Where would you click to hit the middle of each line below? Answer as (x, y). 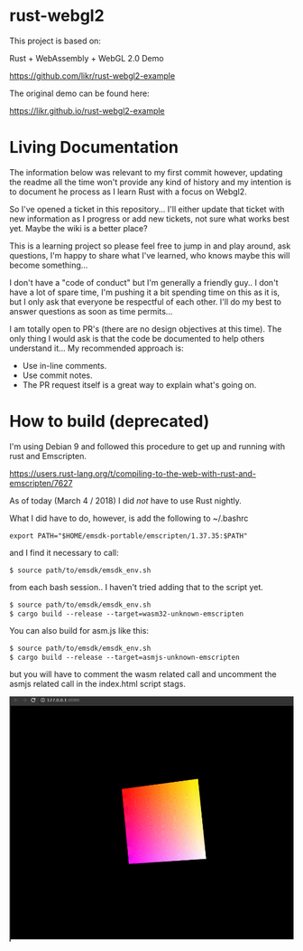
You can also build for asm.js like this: (79, 630)
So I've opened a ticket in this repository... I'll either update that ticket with (147, 209)
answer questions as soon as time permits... (91, 311)
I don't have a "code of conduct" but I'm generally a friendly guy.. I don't (144, 282)
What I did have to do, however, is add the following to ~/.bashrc (129, 518)
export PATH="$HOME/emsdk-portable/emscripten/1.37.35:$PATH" (129, 536)
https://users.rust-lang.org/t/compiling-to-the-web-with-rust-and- (133, 473)
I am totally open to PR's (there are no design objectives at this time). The (146, 329)
